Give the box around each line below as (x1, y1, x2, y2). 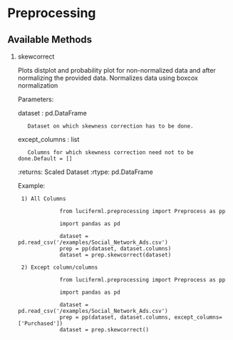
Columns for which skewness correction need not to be (27, 149, 194, 156)
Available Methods (7, 34, 93, 46)
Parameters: (17, 95, 54, 103)
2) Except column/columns (21, 264, 98, 271)
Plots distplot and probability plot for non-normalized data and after (17, 66, 216, 74)
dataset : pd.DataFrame (17, 109, 87, 117)
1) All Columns (21, 195, 66, 202)
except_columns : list (17, 135, 80, 143)
